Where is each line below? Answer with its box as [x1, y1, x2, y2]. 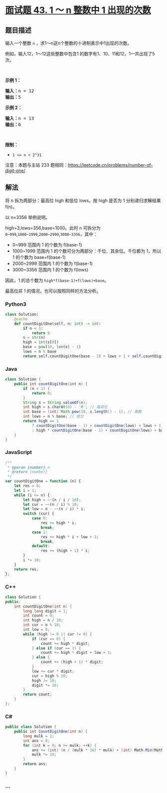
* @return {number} [7, 469, 48, 474]
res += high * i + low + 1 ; [40, 534, 99, 539]
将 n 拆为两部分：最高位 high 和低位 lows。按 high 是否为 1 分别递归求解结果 [5, 198, 161, 203]
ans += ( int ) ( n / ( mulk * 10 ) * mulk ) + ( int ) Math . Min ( [31, 748, 155, 753]
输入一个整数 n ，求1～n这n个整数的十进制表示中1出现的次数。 [5, 40, 132, 46]
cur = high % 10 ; [31, 673, 68, 678]
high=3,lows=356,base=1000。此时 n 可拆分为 [5, 225, 101, 231]
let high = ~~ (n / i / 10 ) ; [23, 497, 81, 502]
